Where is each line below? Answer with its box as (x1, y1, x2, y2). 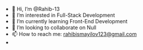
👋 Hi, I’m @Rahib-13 (11, 6, 60, 12)
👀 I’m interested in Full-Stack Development (11, 12, 115, 19)
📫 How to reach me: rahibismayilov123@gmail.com (11, 31, 137, 37)
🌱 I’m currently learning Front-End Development (11, 18, 128, 24)
